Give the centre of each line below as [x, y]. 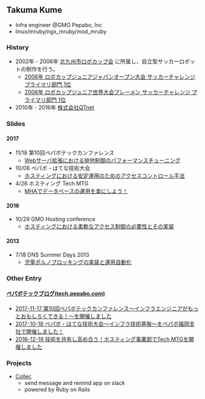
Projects [19, 363]
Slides [16, 124]
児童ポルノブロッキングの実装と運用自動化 [78, 262]
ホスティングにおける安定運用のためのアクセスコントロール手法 [105, 176]
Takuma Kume [34, 10]
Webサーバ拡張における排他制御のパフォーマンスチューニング [102, 161]
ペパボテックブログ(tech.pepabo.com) [56, 293]
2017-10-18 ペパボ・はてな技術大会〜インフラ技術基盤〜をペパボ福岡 [102, 323]
